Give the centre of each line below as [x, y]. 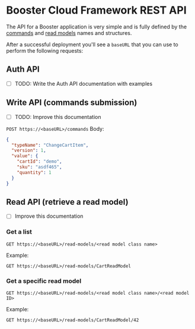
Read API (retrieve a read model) [67, 202]
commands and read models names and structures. [69, 33]
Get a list [19, 232]
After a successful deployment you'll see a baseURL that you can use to [92, 44]
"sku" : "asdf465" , [39, 167]
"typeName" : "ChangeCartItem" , [50, 145]
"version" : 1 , [29, 151]
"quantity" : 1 [34, 172]
